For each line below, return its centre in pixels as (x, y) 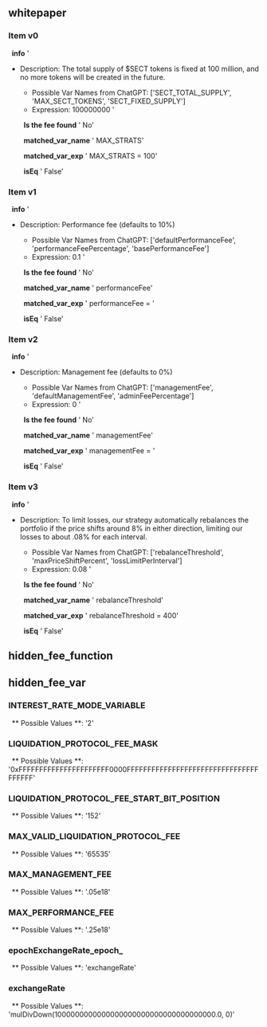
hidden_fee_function (61, 655)
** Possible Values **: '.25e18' (61, 930)
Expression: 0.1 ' (58, 257)
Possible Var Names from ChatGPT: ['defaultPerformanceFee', (134, 240)
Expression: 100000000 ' (73, 109)
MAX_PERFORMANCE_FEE (61, 912)
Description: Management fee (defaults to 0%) (96, 372)
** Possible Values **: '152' (56, 816)
